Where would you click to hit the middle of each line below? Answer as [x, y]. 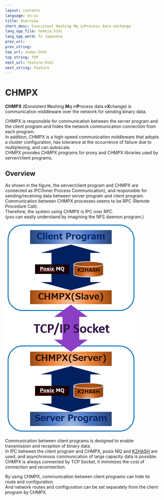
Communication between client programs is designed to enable [69, 441]
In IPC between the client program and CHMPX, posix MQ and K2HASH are [81, 451]
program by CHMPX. [26, 492]
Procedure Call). [22, 206]
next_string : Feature [27, 68]
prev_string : [18, 47]
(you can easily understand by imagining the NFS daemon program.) [75, 217]
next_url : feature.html [30, 62]
